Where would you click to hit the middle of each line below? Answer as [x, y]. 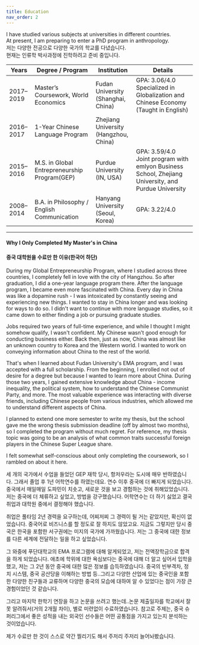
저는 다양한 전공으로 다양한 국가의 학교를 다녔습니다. [66, 48]
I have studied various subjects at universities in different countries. [89, 34]
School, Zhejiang [159, 174]
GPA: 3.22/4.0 [156, 209]
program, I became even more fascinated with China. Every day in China [94, 290]
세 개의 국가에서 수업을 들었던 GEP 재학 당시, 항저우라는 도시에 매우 [84, 474]
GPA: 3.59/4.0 [156, 151]
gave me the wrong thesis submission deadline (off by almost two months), [98, 425]
